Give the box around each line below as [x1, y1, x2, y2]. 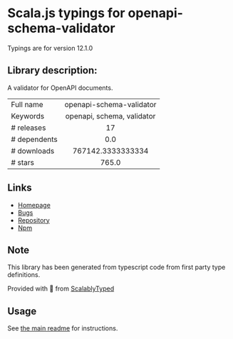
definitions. [7, 270, 41, 279]
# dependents [11, 134, 58, 144]
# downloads [11, 146, 55, 156]
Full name [11, 99, 44, 109]
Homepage [17, 201, 51, 209]
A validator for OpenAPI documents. [7, 84, 113, 92]
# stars [11, 157, 34, 167]
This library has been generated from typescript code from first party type [7, 263, 226, 272]
